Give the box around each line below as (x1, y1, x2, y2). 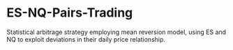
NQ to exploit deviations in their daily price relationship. (6, 35, 165, 43)
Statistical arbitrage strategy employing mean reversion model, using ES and (6, 28, 227, 36)
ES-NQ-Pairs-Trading (6, 5, 133, 21)
